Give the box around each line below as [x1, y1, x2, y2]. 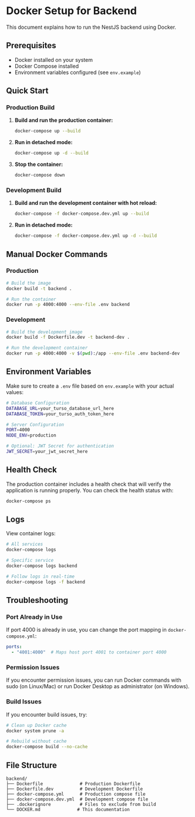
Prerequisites [6, 41, 56, 51]
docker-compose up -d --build [14, 150, 89, 156]
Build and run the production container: [14, 116, 113, 124]
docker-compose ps [6, 498, 51, 504]
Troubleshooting [6, 595, 69, 605]
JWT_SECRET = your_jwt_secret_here [6, 449, 88, 455]
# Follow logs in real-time [6, 573, 75, 579]
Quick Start [6, 86, 49, 96]
